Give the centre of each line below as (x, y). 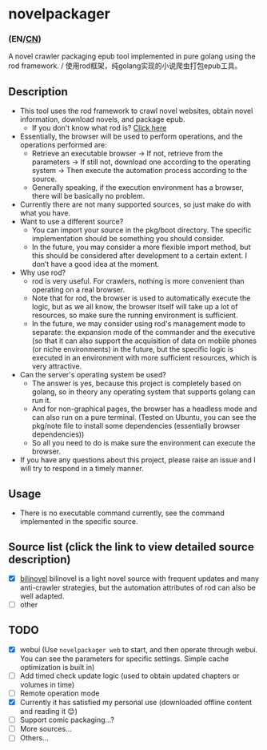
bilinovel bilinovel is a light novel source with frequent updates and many (139, 579)
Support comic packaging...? (67, 720)
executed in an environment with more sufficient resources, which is (144, 358)
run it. (42, 401)
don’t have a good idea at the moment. (96, 264)
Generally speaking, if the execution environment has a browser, (137, 187)
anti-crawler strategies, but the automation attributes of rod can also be (137, 587)
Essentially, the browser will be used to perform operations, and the (131, 136)
